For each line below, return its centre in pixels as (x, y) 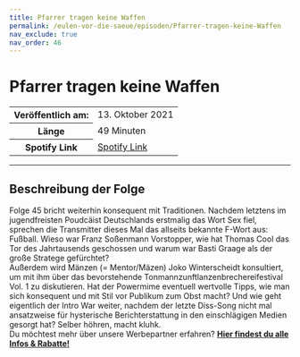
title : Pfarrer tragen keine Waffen (77, 17)
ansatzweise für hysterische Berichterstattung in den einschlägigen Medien (148, 315)
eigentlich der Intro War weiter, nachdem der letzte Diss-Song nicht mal (141, 306)
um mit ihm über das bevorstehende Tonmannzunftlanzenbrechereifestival (146, 277)
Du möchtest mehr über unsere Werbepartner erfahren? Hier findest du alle (149, 334)
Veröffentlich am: (51, 115)
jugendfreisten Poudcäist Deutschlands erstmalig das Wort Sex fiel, (133, 220)
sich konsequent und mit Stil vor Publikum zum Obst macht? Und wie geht (146, 296)
